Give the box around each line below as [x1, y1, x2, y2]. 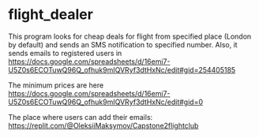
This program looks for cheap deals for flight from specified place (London [8, 32, 252, 41]
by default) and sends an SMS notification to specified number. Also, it [8, 39, 238, 49]
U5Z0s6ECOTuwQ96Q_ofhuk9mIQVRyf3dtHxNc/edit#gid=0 [8, 97, 204, 106]
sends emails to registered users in [8, 48, 122, 58]
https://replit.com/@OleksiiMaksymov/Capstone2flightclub [8, 121, 199, 130]
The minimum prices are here [8, 80, 104, 90]
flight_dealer [8, 6, 93, 24]
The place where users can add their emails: [8, 112, 153, 121]
